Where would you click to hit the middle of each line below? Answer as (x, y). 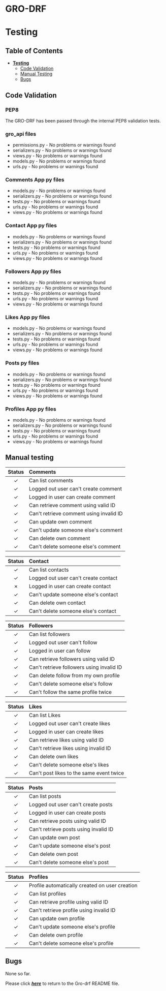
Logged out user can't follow (63, 642)
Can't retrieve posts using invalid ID (71, 829)
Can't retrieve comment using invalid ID (76, 513)
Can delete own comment (59, 538)
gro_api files (21, 134)
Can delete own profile (56, 935)
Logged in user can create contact (70, 586)
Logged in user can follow (60, 651)
